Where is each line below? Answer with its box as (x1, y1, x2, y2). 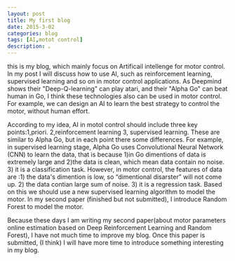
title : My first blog (7, 17, 71, 24)
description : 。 (7, 43, 54, 50)
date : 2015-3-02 (7, 23, 55, 30)
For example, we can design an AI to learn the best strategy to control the (7, 100, 220, 107)
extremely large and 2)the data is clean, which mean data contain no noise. (7, 158, 224, 166)
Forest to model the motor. (7, 203, 84, 210)
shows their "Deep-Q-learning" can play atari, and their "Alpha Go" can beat (7, 85, 228, 93)
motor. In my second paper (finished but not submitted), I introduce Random (7, 195, 227, 203)
